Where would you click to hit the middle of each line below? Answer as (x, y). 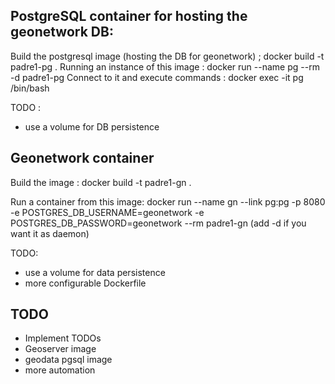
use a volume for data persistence (95, 272)
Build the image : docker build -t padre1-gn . (101, 182)
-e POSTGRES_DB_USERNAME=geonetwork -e (107, 212)
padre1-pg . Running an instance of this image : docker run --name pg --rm (165, 66)
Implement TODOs (63, 338)
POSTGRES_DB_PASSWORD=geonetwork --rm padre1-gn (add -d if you (158, 223)
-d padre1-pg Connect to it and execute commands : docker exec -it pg (157, 77)
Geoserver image (60, 349)
